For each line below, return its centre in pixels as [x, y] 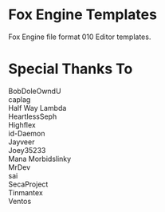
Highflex [22, 124]
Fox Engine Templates [83, 15]
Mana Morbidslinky [40, 159]
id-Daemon [27, 133]
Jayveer [22, 142]
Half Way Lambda [37, 108]
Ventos [20, 201]
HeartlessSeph [33, 116]
